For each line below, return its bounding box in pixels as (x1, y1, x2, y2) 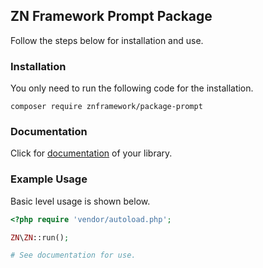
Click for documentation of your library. (10, 147, 173, 159)
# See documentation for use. (10, 250, 137, 261)
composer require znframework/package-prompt (10, 102, 203, 112)
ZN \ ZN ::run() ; (10, 232, 70, 243)
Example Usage (10, 172, 88, 186)
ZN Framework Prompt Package (10, 8, 213, 25)
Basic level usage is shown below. (10, 195, 151, 207)
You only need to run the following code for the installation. (10, 82, 254, 94)
